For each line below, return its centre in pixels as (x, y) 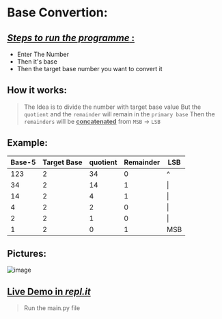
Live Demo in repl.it (49, 291)
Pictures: (27, 254)
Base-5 (23, 162)
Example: (27, 143)
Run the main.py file (52, 308)
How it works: (37, 90)
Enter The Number (43, 54)
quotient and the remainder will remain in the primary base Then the (119, 114)
